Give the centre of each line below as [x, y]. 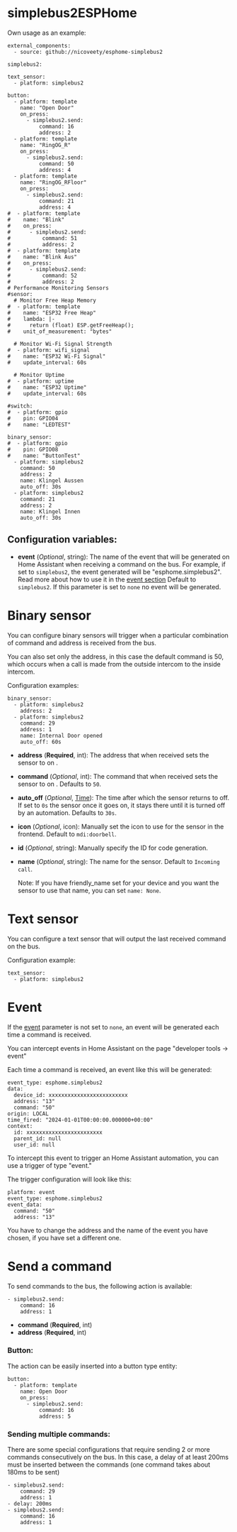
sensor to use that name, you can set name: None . [89, 890]
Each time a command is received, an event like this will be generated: [110, 1069]
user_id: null [34, 1144]
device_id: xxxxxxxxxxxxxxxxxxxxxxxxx [71, 1095]
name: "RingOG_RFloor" [53, 182]
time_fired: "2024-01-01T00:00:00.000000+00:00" [80, 1120]
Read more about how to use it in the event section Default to [107, 579]
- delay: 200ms [30, 1504]
